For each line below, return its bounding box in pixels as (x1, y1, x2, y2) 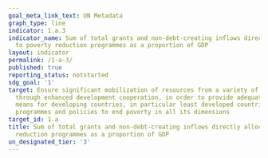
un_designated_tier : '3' (8, 137, 91, 146)
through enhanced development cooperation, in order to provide (15, 93, 234, 101)
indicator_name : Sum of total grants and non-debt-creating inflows (8, 34, 241, 42)
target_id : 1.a (8, 116, 59, 124)
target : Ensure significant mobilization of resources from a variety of (8, 85, 259, 94)
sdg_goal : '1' (8, 78, 56, 86)
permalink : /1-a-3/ (8, 57, 73, 65)
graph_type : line (8, 19, 66, 27)
